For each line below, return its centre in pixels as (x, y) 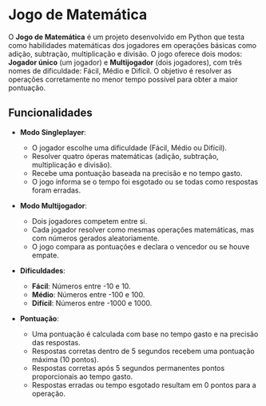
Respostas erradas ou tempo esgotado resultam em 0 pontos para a (144, 384)
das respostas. (56, 342)
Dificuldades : (42, 270)
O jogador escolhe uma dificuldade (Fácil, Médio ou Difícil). (129, 147)
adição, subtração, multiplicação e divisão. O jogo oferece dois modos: (125, 54)
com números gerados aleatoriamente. (95, 238)
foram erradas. (56, 190)
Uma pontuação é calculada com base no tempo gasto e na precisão (145, 334)
